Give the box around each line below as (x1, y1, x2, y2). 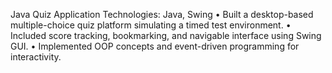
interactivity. (10, 51, 62, 63)
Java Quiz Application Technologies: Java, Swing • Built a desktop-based (10, 9, 314, 20)
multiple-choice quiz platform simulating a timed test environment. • (10, 19, 292, 31)
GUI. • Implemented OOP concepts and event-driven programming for (10, 40, 300, 52)
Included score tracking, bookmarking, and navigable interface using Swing (10, 30, 322, 41)
